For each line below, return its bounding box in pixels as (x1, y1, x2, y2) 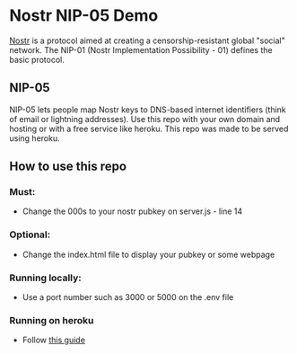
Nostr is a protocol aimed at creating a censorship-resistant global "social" (9, 35, 285, 46)
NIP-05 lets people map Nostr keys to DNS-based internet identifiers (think (9, 104, 287, 115)
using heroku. (9, 132, 60, 144)
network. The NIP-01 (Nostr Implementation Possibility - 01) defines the (9, 44, 273, 55)
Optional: (9, 228, 51, 241)
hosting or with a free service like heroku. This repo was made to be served (9, 123, 289, 134)
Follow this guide (22, 334, 85, 346)
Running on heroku (9, 314, 94, 326)
